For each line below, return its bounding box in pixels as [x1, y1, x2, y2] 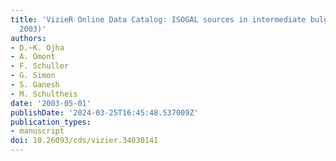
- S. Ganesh [10, 80, 60, 90]
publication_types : [10, 117, 92, 127]
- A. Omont [10, 52, 56, 62]
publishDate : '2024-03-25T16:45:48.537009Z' [10, 107, 199, 118]
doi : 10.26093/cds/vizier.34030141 [10, 136, 159, 146]
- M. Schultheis [10, 89, 78, 99]
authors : [10, 33, 47, 43]
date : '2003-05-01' [10, 98, 92, 108]
